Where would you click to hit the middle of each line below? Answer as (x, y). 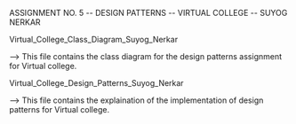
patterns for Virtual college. (59, 109)
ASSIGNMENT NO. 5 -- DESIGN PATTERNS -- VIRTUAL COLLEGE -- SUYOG (148, 13)
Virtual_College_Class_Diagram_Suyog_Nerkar (94, 39)
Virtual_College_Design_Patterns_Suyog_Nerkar (96, 83)
